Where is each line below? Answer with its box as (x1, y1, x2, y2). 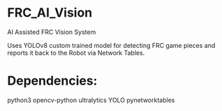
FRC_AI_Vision (7, 5, 93, 21)
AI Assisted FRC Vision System (7, 28, 96, 36)
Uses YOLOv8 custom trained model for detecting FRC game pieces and (7, 41, 216, 49)
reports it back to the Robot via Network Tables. (7, 49, 145, 57)
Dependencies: (7, 73, 98, 89)
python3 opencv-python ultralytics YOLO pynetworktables (7, 96, 175, 104)
